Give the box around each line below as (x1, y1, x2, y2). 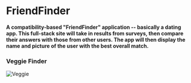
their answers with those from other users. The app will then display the (6, 36, 186, 43)
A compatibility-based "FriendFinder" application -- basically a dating (6, 24, 181, 31)
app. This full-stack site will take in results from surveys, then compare (6, 29, 184, 36)
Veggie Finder (6, 57, 47, 65)
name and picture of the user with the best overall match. (6, 42, 149, 49)
